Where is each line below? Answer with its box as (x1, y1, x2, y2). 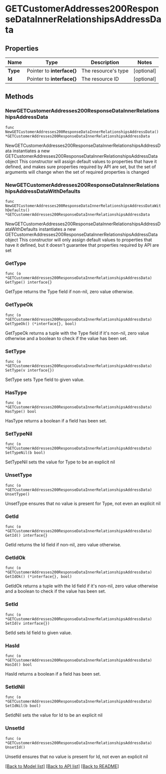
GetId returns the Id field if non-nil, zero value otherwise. (5, 542, 122, 548)
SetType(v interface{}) (5, 368, 55, 373)
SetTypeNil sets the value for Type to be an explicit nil (5, 459, 115, 465)
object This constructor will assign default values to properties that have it (5, 158, 157, 164)
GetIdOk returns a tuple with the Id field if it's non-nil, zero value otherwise (5, 583, 158, 589)
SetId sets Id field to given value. (5, 630, 72, 636)
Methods (5, 92, 34, 101)
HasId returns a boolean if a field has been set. (5, 671, 101, 677)
